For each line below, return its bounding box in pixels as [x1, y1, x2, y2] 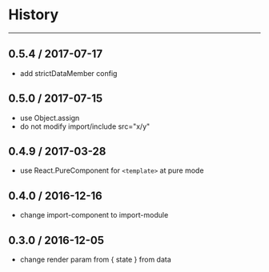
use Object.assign [19, 113, 80, 122]
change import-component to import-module [19, 210, 169, 220]
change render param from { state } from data [19, 254, 172, 264]
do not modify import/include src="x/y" [19, 122, 151, 131]
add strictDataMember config [19, 68, 118, 78]
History [8, 6, 59, 24]
